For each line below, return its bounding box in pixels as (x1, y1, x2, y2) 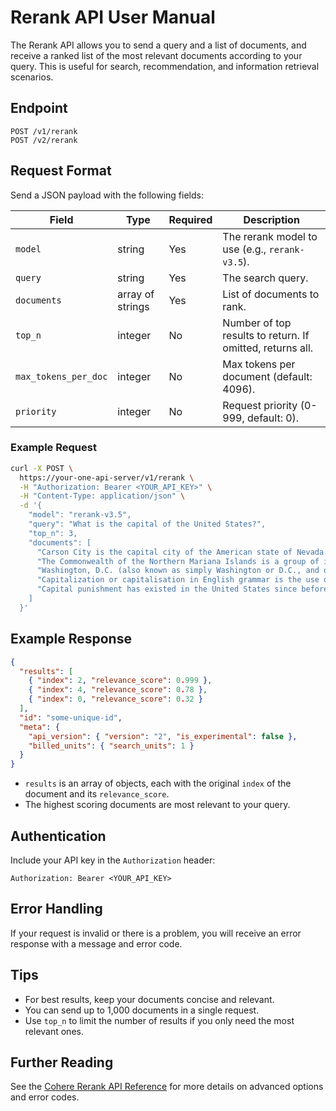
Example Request (10, 441, 97, 455)
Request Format (10, 162, 112, 180)
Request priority (222, 398, 298, 412)
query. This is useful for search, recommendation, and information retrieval (10, 60, 320, 72)
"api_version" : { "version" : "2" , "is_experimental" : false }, (28, 731, 298, 741)
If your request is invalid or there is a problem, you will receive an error (10, 927, 302, 939)
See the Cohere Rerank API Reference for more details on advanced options (10, 1081, 324, 1093)
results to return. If (222, 328, 310, 342)
